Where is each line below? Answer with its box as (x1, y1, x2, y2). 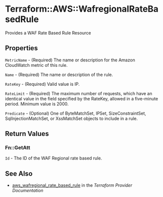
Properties (5, 44, 38, 52)
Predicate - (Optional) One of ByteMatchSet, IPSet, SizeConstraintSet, (5, 110, 146, 116)
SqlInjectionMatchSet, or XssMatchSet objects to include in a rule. (5, 116, 138, 121)
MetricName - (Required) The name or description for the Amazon (5, 57, 135, 63)
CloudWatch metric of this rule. (5, 62, 68, 68)
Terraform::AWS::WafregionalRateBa (5, 3, 159, 15)
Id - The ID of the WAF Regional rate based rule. (5, 155, 102, 161)
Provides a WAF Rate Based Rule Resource (5, 30, 91, 36)
